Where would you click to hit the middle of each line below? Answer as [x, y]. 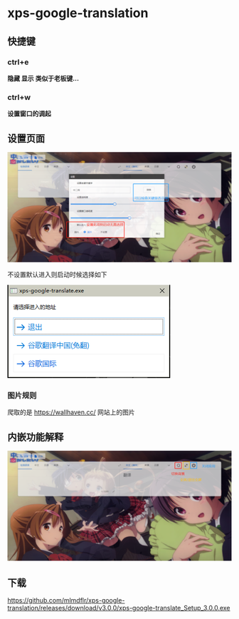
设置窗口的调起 [29, 114]
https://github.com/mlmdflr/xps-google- [66, 600]
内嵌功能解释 [36, 437]
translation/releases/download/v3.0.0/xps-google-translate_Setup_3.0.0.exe [119, 608]
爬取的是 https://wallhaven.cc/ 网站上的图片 [71, 412]
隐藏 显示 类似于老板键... [43, 78]
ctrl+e [18, 62]
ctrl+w [19, 97]
